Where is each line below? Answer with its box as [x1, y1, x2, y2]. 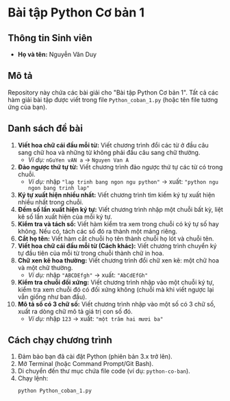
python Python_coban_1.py [17, 387, 92, 395]
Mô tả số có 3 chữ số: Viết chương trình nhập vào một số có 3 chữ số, [17, 300, 216, 308]
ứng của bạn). [8, 103, 47, 111]
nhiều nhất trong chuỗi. [17, 197, 84, 206]
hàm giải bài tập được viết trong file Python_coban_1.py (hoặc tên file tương [8, 95, 218, 104]
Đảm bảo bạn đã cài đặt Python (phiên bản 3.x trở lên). [17, 352, 173, 361]
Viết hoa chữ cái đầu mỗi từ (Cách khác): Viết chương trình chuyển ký [17, 241, 218, 250]
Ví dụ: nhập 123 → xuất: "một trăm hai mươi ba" [27, 314, 164, 323]
